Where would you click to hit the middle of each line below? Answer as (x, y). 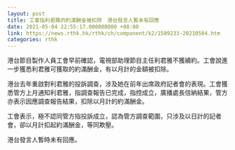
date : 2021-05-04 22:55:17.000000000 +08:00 (73, 27)
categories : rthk (33, 40)
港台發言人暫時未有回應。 (44, 140)
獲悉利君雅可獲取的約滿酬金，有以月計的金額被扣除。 (96, 69)
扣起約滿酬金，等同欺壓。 (80, 125)
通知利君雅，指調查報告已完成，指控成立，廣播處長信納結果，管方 (133, 93)
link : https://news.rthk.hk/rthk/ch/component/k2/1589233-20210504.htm (114, 33)
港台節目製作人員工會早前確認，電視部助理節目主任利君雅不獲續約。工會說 (114, 61)
